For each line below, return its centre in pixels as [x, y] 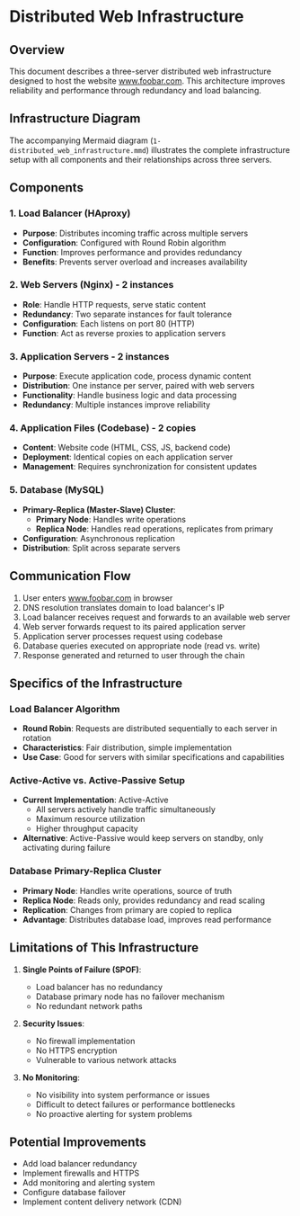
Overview [37, 50]
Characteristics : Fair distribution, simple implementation [127, 747]
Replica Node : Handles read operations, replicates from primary [154, 529]
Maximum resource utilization [90, 819]
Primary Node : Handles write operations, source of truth [127, 890]
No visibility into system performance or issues [123, 1095]
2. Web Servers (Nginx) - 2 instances [92, 285]
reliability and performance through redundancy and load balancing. [136, 90]
